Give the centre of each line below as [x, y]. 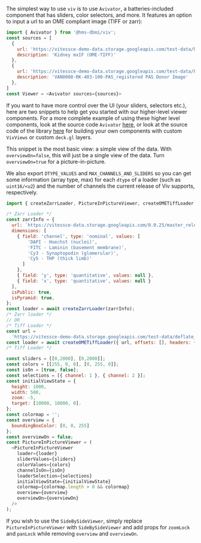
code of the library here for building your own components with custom [94, 131]
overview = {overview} [42, 493]
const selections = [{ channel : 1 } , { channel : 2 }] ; [76, 375]
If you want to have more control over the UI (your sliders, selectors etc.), [96, 105]
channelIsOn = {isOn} [41, 470]
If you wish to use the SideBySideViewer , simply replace [74, 521]
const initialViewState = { [41, 381]
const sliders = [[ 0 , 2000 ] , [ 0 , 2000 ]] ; [56, 359]
